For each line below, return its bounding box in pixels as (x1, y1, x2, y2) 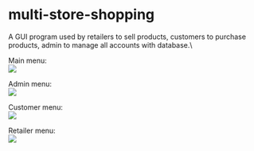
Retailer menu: (8, 126, 56, 135)
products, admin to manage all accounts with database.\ (8, 40, 193, 49)
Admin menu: (8, 79, 53, 88)
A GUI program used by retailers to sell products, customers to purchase (8, 32, 247, 41)
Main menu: (8, 56, 48, 65)
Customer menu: (8, 102, 64, 112)
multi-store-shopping (8, 6, 155, 24)
